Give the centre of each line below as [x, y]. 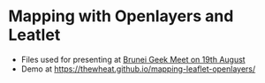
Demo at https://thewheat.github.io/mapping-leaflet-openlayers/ [138, 69]
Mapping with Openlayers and [121, 16]
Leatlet [34, 35]
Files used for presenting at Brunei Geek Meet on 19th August [133, 59]
